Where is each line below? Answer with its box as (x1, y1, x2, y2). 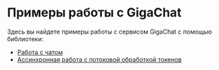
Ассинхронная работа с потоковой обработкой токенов (17, 55, 182, 63)
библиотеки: (7, 34, 43, 43)
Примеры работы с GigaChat (7, 5, 182, 21)
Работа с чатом (17, 48, 63, 56)
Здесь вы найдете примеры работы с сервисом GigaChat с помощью (7, 27, 212, 36)
